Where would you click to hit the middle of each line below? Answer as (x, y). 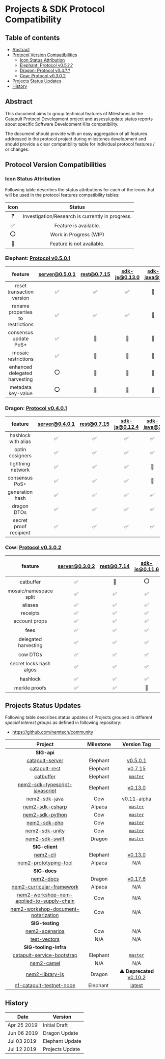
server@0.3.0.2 (76, 566)
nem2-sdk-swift (45, 839)
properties (21, 312)
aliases (30, 605)
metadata (21, 387)
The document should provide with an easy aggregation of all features (76, 134)
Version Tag (137, 744)
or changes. (17, 149)
